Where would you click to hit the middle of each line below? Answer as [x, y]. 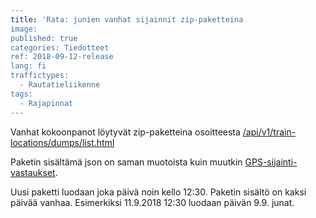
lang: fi [28, 66]
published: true [44, 38]
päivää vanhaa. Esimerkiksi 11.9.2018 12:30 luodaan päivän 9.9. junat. [152, 202]
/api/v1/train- [269, 132]
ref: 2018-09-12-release [62, 57]
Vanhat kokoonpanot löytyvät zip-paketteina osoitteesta [125, 132]
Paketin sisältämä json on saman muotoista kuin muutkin [126, 162]
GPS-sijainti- [271, 162]
